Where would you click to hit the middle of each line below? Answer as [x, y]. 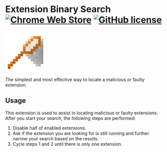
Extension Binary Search [58, 9]
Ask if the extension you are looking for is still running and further [81, 133]
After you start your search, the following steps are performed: [71, 118]
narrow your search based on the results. [55, 138]
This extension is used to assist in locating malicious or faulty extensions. [82, 113]
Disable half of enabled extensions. [49, 128]
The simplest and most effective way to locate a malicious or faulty [75, 80]
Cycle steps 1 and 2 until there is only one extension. [67, 144]
